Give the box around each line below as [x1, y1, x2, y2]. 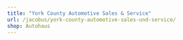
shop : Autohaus [7, 22, 51, 29]
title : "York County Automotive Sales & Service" [7, 9, 152, 17]
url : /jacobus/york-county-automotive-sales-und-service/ [7, 16, 176, 23]
